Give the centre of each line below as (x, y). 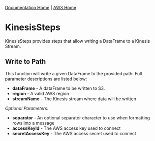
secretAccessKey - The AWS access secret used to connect (74, 133)
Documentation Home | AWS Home (41, 8)
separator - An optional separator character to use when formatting (81, 117)
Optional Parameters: (27, 108)
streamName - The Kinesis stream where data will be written (74, 99)
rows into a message (33, 123)
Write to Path (26, 62)
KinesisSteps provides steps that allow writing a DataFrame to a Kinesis (77, 41)
